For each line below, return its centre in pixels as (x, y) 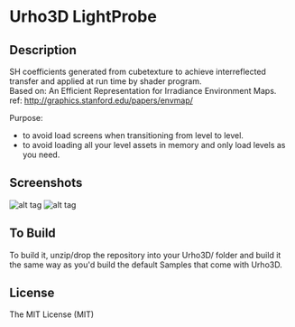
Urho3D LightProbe (83, 17)
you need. (41, 154)
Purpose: (26, 118)
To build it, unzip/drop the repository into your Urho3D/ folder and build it (145, 255)
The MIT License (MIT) (52, 314)
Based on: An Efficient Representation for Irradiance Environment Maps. (143, 91)
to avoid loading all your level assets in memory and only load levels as (154, 145)
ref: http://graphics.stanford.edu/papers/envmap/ (101, 100)
